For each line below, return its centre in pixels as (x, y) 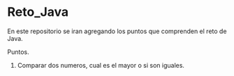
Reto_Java (38, 12)
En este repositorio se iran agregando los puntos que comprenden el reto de (117, 31)
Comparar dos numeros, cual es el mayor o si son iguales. (101, 65)
